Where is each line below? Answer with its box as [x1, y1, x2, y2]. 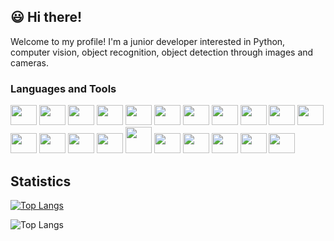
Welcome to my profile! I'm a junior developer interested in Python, [10, 35, 286, 47]
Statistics [10, 173, 72, 190]
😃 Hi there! [10, 9, 83, 26]
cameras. [10, 56, 49, 69]
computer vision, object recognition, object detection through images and [10, 46, 314, 58]
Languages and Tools [10, 81, 117, 95]
